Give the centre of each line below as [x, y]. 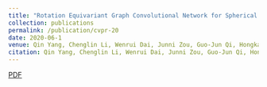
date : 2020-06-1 [35, 38]
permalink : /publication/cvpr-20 [64, 30]
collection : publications [51, 23]
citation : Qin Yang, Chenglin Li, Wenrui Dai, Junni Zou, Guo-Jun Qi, [128, 52]
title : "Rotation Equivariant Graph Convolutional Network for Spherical [133, 15]
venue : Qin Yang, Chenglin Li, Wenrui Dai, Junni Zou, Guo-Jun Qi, [122, 45]
